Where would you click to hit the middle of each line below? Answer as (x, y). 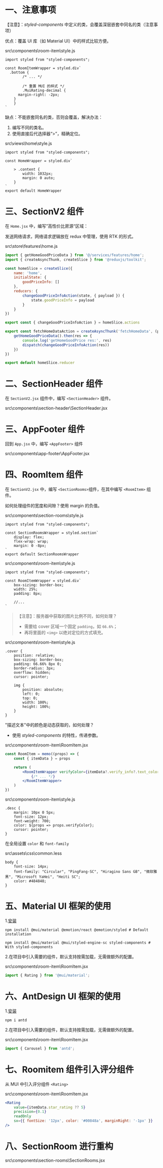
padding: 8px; (28, 594)
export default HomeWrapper (33, 191)
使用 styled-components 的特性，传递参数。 (56, 735)
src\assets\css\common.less (33, 853)
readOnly (23, 1116)
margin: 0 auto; (39, 178)
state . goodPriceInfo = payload (63, 300)
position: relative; (34, 656)
